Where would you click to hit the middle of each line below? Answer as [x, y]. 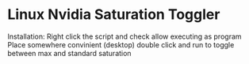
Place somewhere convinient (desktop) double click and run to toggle [121, 44]
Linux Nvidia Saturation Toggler [114, 15]
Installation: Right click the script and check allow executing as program [125, 36]
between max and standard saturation [69, 53]
